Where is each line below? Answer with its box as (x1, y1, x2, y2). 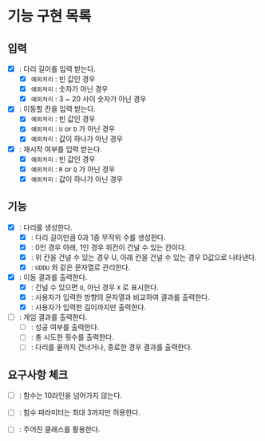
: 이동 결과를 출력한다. (18, 272, 88, 282)
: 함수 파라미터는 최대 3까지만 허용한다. (18, 408, 141, 417)
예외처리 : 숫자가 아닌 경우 (30, 85, 109, 94)
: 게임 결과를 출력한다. (18, 313, 88, 322)
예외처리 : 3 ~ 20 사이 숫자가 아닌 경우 (30, 94, 147, 104)
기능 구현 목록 (7, 7, 92, 26)
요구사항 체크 (7, 368, 69, 381)
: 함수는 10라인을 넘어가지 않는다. (18, 391, 123, 400)
